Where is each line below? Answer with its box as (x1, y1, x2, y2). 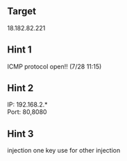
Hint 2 (7, 82, 34, 94)
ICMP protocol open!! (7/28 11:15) (7, 62, 102, 70)
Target (7, 6, 37, 17)
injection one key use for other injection (7, 146, 121, 155)
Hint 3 (7, 128, 34, 140)
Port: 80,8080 (7, 108, 47, 116)
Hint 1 (7, 44, 33, 56)
